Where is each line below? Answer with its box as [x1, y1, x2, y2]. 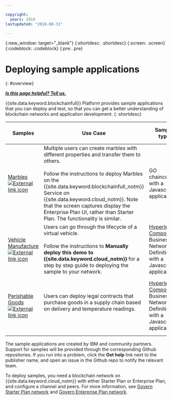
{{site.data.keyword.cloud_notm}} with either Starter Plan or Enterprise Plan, [5, 378, 166, 384]
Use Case [81, 130, 106, 137]
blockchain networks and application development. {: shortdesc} [5, 111, 142, 117]
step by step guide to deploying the [43, 262, 129, 269]
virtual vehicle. [43, 230, 79, 237]
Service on [43, 190, 70, 197]
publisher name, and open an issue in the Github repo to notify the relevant [5, 357, 163, 364]
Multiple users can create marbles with [43, 144, 137, 152]
